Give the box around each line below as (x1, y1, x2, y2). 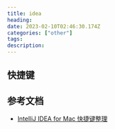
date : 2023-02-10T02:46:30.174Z (7, 23, 100, 30)
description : (7, 42, 45, 49)
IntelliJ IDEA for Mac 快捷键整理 (17, 115, 108, 123)
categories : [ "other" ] (7, 29, 73, 37)
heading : (7, 17, 33, 23)
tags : (7, 36, 23, 43)
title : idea (7, 10, 42, 17)
